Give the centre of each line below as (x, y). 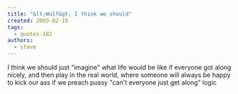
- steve (25, 47)
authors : (20, 41)
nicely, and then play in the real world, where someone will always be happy (119, 75)
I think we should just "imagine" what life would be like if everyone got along (119, 67)
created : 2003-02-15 (38, 21)
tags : (15, 27)
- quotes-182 (33, 34)
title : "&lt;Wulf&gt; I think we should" (70, 14)
